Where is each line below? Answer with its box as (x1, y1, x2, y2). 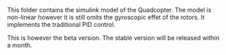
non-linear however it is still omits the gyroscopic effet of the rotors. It (7, 13, 205, 21)
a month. (7, 41, 32, 49)
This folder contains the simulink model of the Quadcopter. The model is (7, 6, 212, 14)
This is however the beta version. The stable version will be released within (7, 34, 220, 42)
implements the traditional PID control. (7, 21, 115, 28)
